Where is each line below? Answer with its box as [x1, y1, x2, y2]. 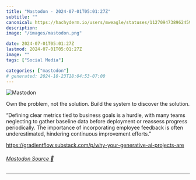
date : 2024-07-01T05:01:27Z [6, 41, 75, 47]
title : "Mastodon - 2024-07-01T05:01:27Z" [6, 8, 111, 15]
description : [6, 25, 38, 31]
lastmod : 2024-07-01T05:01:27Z [6, 46, 82, 53]
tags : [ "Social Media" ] [6, 57, 64, 63]
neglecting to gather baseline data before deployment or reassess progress [6, 118, 188, 125]
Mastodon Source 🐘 [6, 155, 54, 162]
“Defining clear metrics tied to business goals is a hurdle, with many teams [6, 112, 185, 119]
